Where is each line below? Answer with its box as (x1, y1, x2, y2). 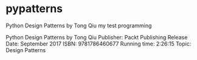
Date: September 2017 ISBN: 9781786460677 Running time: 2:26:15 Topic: (5, 40, 192, 47)
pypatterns (5, 2, 63, 16)
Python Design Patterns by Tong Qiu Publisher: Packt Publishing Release (5, 33, 188, 41)
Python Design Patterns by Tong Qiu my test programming (5, 22, 152, 29)
